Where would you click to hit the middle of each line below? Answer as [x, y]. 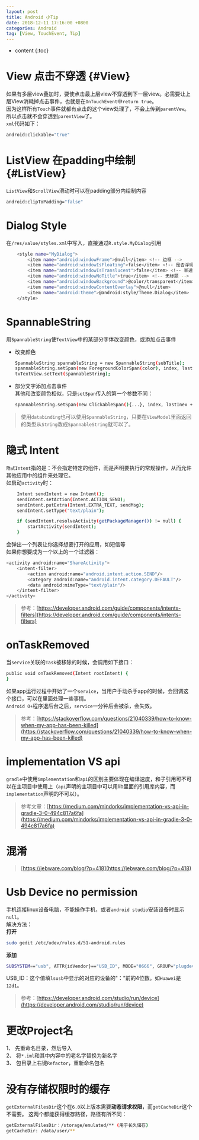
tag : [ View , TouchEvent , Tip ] [44, 34]
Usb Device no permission [72, 892]
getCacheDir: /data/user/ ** [41, 1131]
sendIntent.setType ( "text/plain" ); [61, 511]
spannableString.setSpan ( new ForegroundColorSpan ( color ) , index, [97, 368]
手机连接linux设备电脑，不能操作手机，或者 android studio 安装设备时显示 [95, 909]
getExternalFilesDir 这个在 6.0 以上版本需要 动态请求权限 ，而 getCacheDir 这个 [99, 1107]
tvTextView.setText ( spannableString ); [62, 374]
